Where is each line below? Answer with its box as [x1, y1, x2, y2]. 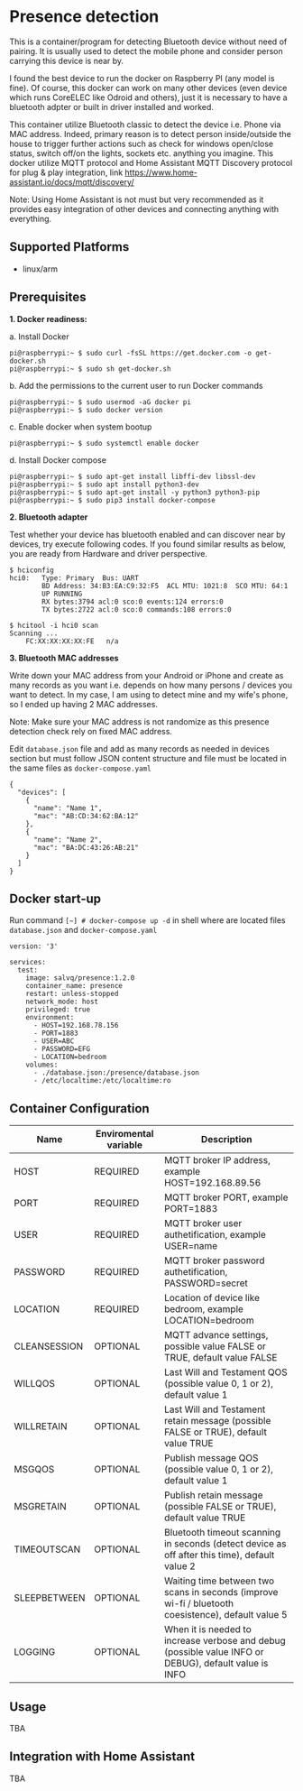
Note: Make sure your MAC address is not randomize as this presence [9, 715, 270, 727]
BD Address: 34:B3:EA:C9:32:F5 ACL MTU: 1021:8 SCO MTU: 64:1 [41, 581, 289, 590]
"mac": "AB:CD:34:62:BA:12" [32, 811, 140, 820]
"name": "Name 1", [32, 803, 103, 813]
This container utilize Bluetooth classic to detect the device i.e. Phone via [9, 119, 281, 130]
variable [106, 1139, 142, 1151]
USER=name [163, 1240, 218, 1252]
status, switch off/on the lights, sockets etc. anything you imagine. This [9, 147, 273, 159]
